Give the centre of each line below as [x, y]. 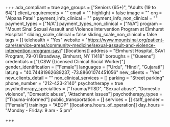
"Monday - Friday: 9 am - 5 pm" [39, 110]
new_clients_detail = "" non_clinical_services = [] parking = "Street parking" [85, 78]
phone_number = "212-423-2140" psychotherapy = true [64, 83]
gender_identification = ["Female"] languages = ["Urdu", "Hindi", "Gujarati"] [85, 67]
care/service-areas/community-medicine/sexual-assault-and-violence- [80, 45]
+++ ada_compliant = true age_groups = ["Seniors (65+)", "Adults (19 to [81, 7]
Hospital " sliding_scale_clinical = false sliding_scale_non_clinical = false [81, 34]
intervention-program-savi [33, 51]
